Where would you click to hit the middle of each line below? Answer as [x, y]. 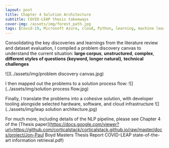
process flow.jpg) [71, 89]
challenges [17, 64]
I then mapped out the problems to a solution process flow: [66, 84]
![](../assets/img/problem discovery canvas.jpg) [55, 74]
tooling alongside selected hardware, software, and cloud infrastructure [79, 104]
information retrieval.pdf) [38, 140]
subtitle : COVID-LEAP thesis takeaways [47, 19]
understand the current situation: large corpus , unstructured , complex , [80, 54]
